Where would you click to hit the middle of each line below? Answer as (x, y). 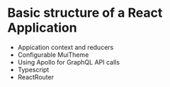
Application (42, 28)
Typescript (33, 69)
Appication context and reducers (66, 47)
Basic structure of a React (85, 13)
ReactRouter (36, 77)
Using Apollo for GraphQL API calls (69, 62)
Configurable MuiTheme (53, 55)
